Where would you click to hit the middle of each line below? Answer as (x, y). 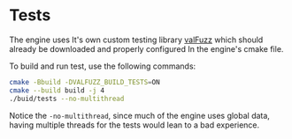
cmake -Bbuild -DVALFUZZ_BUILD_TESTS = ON (85, 82)
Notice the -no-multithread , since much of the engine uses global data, (139, 115)
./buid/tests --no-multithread (67, 99)
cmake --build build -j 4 (57, 90)
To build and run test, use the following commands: (103, 66)
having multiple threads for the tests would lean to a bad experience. (134, 125)
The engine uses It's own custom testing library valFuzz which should (136, 40)
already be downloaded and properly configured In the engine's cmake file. (146, 48)
